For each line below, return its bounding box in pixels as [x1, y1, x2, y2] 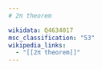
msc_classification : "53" [8, 34, 95, 42]
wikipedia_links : [8, 41, 67, 49]
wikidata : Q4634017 [8, 26, 74, 34]
